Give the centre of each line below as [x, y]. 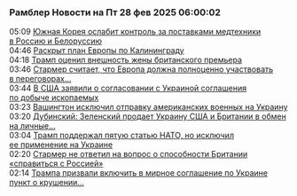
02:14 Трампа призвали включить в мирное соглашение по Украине [139, 173]
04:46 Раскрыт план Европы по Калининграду [97, 51]
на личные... [32, 126]
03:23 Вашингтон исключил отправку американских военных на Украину [148, 107]
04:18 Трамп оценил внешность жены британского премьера [125, 60]
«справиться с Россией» [56, 164]
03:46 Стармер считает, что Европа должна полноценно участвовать [141, 69]
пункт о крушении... [47, 183]
